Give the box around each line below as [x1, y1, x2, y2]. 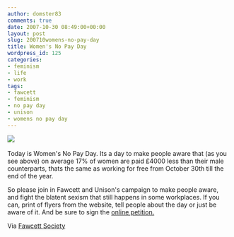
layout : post [7, 30, 46, 37]
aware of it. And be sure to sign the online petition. [7, 207, 155, 216]
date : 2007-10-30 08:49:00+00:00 [7, 23, 106, 30]
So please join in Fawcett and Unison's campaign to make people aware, [7, 185, 219, 194]
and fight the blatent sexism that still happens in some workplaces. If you [7, 193, 221, 201]
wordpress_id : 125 [7, 50, 62, 57]
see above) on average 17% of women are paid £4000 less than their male [7, 157, 224, 165]
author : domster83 [7, 10, 62, 18]
